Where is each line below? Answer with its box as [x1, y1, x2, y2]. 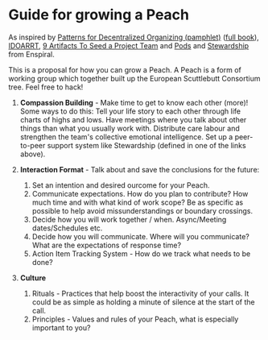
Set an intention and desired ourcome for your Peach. [31, 180, 210, 190]
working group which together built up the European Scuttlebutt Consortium [8, 73, 261, 83]
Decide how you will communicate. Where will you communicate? [31, 231, 249, 241]
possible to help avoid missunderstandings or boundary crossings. [31, 205, 254, 215]
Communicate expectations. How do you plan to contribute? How [31, 189, 249, 198]
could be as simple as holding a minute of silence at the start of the [31, 296, 255, 307]
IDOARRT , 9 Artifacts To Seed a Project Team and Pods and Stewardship [8, 40, 249, 50]
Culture [19, 272, 47, 283]
